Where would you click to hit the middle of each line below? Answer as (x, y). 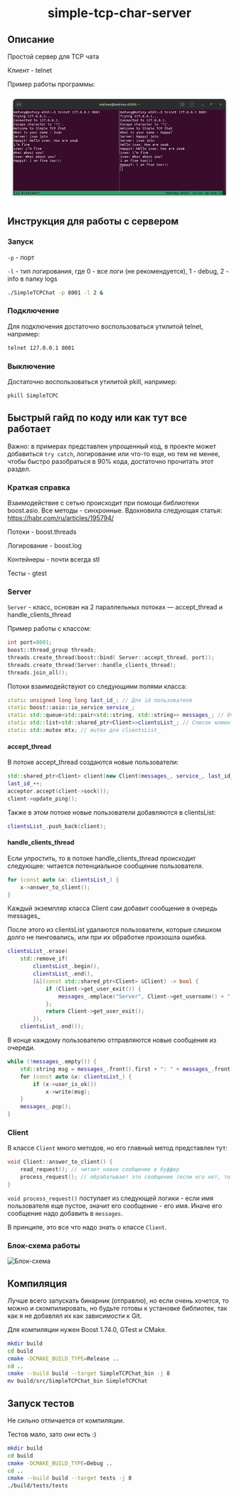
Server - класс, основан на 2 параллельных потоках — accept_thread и (115, 607)
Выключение (31, 366)
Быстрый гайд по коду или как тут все (97, 418)
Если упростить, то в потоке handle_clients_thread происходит (102, 858)
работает (29, 429)
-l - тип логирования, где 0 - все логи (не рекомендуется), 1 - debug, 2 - (118, 271)
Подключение (33, 311)
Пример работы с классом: (49, 629)
